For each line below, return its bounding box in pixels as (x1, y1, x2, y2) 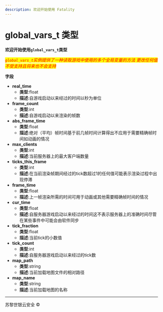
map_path (12, 257, 33, 263)
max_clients (12, 141, 37, 147)
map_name (12, 275, 35, 280)
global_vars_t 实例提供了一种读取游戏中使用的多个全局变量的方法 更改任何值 (5, 57, 158, 63)
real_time (12, 83, 32, 89)
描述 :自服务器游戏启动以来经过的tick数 (19, 252, 96, 258)
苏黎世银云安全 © (5, 301, 40, 307)
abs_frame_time (12, 118, 46, 124)
